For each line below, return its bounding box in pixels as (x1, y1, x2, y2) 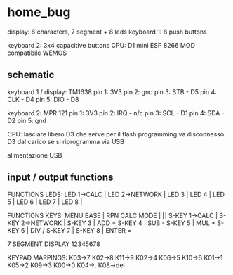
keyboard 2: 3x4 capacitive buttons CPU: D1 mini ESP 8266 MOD (7, 41, 195, 49)
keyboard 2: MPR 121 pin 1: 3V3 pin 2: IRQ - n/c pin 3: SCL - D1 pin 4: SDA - (7, 108, 225, 117)
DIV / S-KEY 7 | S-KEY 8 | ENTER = (30, 226, 132, 234)
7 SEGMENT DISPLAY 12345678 (7, 240, 100, 248)
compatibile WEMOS (7, 49, 67, 57)
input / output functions (7, 172, 114, 184)
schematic (7, 69, 55, 81)
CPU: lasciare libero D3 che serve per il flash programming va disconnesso (7, 129, 225, 138)
